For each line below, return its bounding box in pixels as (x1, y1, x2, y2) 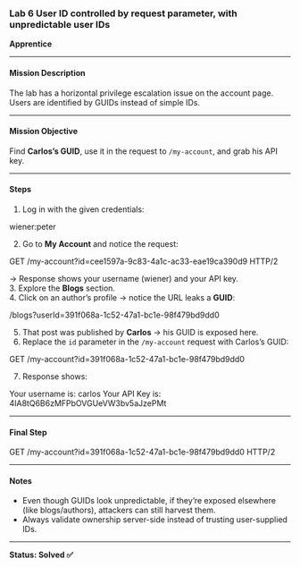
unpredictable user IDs (9, 18, 111, 30)
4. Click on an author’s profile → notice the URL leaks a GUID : (9, 292, 236, 302)
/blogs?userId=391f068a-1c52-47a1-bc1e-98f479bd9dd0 (9, 309, 221, 320)
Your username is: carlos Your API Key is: (9, 388, 162, 399)
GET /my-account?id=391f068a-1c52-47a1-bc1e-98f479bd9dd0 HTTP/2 (9, 446, 276, 458)
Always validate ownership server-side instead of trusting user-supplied (21, 514, 288, 525)
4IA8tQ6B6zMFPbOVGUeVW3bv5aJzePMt (9, 397, 167, 409)
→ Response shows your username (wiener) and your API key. (9, 273, 239, 283)
